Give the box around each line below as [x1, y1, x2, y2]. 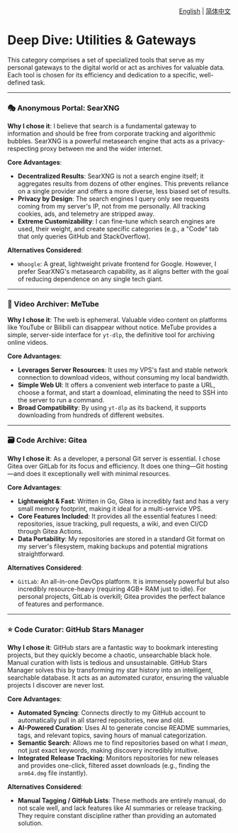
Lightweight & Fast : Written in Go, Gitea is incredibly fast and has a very [17, 497, 229, 505]
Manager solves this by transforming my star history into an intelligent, [7, 666, 213, 675]
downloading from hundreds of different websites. [17, 411, 164, 419]
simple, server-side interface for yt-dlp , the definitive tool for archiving [7, 330, 215, 339]
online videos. [7, 338, 48, 346]
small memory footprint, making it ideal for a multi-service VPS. [17, 504, 203, 513]
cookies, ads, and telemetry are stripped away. [17, 209, 154, 219]
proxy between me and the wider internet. [40, 145, 163, 153]
